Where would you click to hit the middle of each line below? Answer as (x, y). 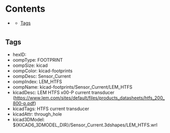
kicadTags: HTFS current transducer (51, 109)
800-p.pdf (23, 103)
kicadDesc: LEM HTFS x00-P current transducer (63, 92)
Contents (25, 9)
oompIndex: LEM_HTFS (37, 82)
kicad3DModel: (29, 119)
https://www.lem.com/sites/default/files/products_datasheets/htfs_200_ (90, 98)
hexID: (19, 55)
